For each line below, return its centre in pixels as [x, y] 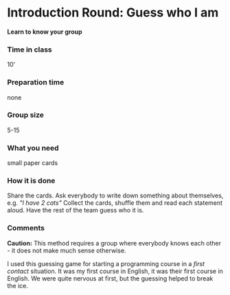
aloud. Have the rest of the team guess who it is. [76, 210]
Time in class [30, 50]
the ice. [18, 285]
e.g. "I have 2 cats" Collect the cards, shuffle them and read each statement [115, 203]
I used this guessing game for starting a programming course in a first [106, 263]
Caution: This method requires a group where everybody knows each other [114, 243]
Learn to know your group [45, 32]
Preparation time [36, 83]
